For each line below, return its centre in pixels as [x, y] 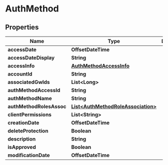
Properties [22, 27]
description [22, 139]
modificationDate [29, 155]
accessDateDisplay [31, 58]
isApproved [22, 147]
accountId [20, 74]
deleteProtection [28, 131]
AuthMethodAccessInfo [100, 66]
